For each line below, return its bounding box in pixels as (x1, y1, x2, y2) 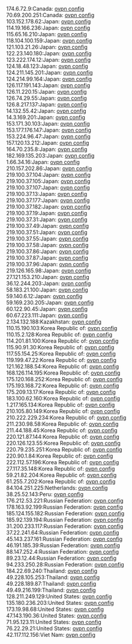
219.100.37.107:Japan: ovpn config (6, 184, 90, 191)
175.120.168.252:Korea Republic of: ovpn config (6, 376, 123, 382)
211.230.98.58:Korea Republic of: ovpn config (6, 420, 119, 428)
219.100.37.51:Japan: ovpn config (6, 228, 88, 236)
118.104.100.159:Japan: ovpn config (6, 37, 92, 44)
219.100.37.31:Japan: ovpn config (6, 216, 88, 223)
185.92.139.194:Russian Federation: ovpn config (6, 517, 124, 523)
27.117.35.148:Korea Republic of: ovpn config (6, 465, 115, 472)
